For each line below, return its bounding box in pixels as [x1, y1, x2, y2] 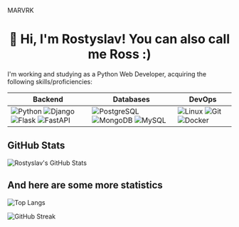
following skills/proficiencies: [7, 77, 92, 86]
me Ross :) [87, 46, 152, 63]
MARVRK [7, 6, 34, 14]
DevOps [188, 94, 217, 104]
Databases [112, 94, 151, 104]
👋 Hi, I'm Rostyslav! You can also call [9, 31, 230, 47]
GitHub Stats [7, 139, 65, 152]
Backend [33, 94, 64, 104]
